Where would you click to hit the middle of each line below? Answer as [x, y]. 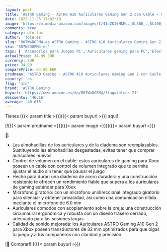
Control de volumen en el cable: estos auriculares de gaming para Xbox [85, 161]
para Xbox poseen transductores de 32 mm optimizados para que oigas [86, 229]
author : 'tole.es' [24, 38]
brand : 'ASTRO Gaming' [29, 88]
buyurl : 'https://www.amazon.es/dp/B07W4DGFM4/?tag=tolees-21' [72, 93]
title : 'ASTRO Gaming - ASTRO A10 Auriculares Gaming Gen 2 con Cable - [82, 14]
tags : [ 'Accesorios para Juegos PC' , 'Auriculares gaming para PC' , [78, 51]
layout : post [19, 10]
